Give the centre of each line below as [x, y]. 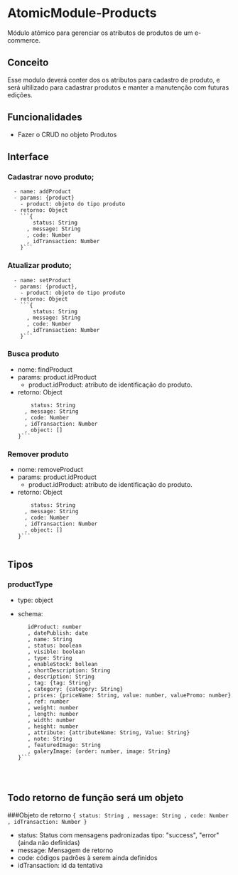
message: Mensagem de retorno [65, 850]
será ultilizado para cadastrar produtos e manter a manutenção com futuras [118, 87]
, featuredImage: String [64, 745]
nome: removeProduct [50, 470]
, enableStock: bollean [63, 664]
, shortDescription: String [69, 670]
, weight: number [53, 708]
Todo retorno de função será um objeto [96, 798]
